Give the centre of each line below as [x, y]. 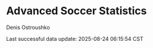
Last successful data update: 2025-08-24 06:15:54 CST [75, 39]
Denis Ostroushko [28, 27]
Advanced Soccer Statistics [76, 11]
